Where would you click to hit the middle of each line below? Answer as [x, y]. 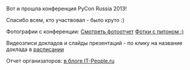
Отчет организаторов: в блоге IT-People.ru [60, 61]
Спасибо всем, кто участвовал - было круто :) [65, 20]
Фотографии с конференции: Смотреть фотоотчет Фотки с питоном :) [95, 31]
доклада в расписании [35, 49]
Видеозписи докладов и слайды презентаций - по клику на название [94, 43]
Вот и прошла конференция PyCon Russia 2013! [67, 9]
